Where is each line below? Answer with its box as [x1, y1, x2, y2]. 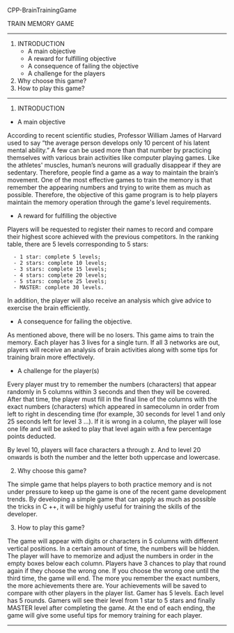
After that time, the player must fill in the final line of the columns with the [7, 395, 217, 403]
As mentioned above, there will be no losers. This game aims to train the [7, 331, 214, 339]
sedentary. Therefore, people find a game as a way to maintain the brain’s [7, 168, 219, 177]
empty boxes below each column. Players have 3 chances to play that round [7, 559, 226, 567]
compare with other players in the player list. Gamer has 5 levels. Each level [7, 589, 224, 597]
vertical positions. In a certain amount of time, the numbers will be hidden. [7, 544, 220, 553]
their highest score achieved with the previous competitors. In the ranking [7, 233, 219, 240]
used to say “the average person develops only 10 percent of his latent [7, 139, 210, 147]
